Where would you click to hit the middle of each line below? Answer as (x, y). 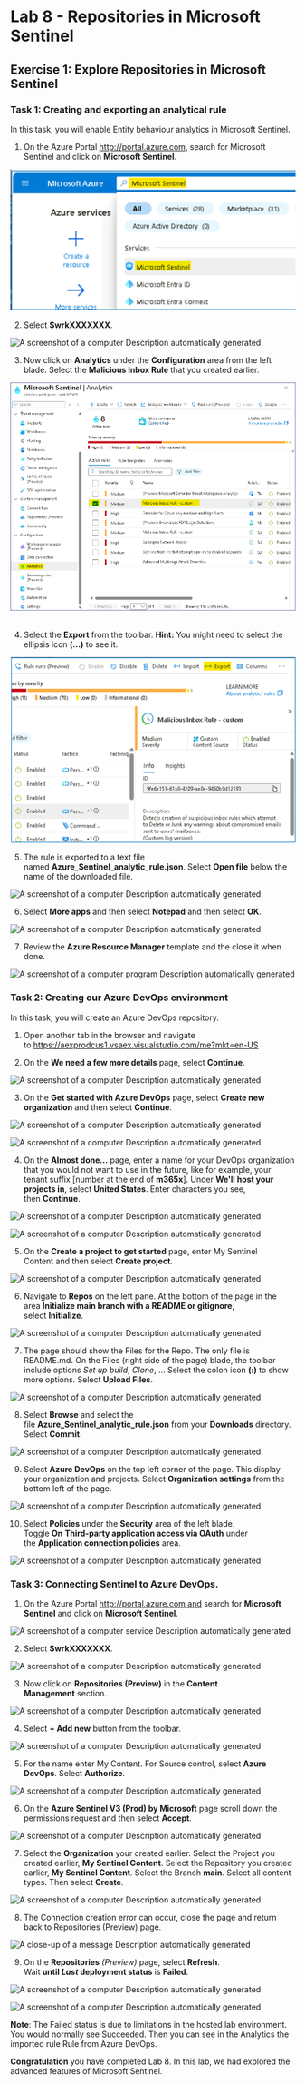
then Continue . (52, 1198)
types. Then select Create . (73, 1882)
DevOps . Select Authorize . (74, 1774)
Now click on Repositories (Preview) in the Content (120, 1684)
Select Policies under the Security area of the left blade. (129, 1523)
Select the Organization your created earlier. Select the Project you (149, 1853)
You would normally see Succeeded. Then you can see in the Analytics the (150, 2034)
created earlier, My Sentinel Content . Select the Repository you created (157, 1863)
